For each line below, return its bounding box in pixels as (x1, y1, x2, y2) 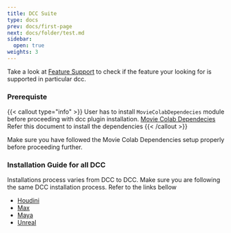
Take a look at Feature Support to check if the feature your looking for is (7, 67, 212, 76)
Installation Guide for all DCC (7, 160, 106, 170)
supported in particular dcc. (7, 74, 86, 83)
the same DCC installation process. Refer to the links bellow (7, 183, 177, 192)
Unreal (17, 219, 37, 227)
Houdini (17, 196, 40, 205)
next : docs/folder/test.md (7, 29, 85, 37)
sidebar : (7, 36, 32, 43)
